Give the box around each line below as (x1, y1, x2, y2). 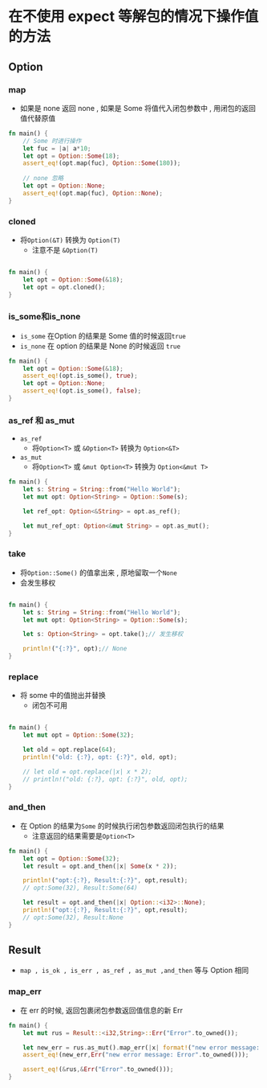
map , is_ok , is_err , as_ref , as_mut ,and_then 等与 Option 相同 (19, 966, 249, 975)
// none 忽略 (22, 174, 64, 183)
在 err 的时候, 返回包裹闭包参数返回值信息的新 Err (19, 1005, 183, 1015)
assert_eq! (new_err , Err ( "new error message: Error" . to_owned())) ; (22, 1051, 249, 1059)
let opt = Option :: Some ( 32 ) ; (22, 854, 120, 863)
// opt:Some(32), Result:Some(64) (22, 884, 138, 893)
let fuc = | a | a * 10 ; (22, 144, 91, 153)
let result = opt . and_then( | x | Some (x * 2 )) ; (22, 862, 178, 870)
